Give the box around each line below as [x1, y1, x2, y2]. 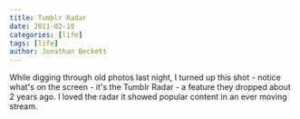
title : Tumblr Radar [9, 13, 88, 23]
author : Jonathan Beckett [9, 47, 107, 56]
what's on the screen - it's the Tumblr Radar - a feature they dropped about [9, 82, 292, 93]
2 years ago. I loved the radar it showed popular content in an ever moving [9, 92, 287, 103]
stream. [9, 101, 38, 112]
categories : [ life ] [9, 30, 83, 39]
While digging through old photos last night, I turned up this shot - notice [9, 72, 281, 83]
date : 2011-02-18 [9, 22, 75, 31]
